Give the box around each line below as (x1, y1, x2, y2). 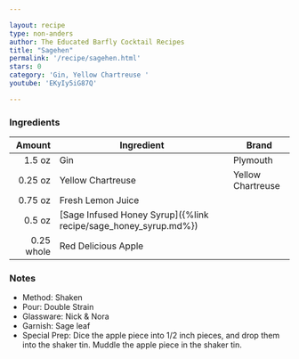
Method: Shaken (21, 292, 83, 303)
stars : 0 (9, 62, 42, 71)
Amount (16, 139, 52, 151)
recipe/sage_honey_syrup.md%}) (59, 220, 198, 233)
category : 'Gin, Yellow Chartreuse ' (9, 70, 149, 80)
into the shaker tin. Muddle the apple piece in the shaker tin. (21, 339, 243, 350)
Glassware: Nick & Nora (21, 311, 109, 322)
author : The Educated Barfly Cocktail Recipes (9, 37, 185, 46)
